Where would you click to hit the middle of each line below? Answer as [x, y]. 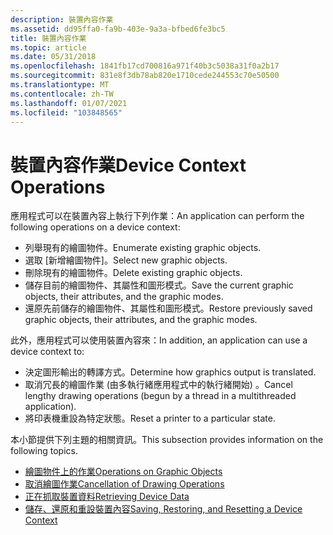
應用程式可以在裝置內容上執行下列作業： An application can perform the [157, 216]
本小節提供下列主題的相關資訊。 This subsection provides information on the [167, 440]
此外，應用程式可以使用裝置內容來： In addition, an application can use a [159, 340]
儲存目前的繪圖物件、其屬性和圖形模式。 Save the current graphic [159, 285]
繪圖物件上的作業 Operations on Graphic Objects [123, 472]
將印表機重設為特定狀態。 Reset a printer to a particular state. [150, 418]
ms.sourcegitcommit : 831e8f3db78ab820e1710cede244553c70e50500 [145, 76]
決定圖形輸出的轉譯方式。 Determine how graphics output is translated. [170, 372]
